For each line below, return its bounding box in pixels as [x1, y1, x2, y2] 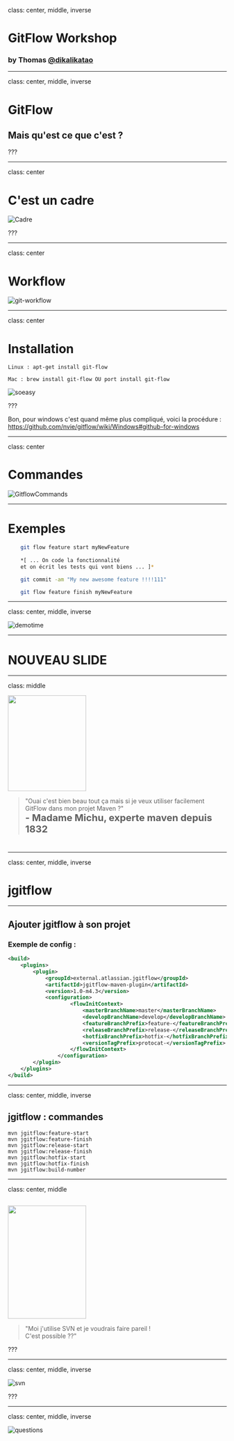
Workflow [8, 273, 66, 289]
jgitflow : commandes [8, 1111, 103, 1123]
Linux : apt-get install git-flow [8, 364, 108, 371]
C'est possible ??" [24, 1332, 77, 1340]
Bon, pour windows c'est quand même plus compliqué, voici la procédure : [8, 415, 222, 423]
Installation [8, 341, 74, 357]
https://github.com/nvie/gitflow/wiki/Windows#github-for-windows [8, 423, 200, 431]
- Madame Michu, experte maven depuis [24, 811, 212, 824]
